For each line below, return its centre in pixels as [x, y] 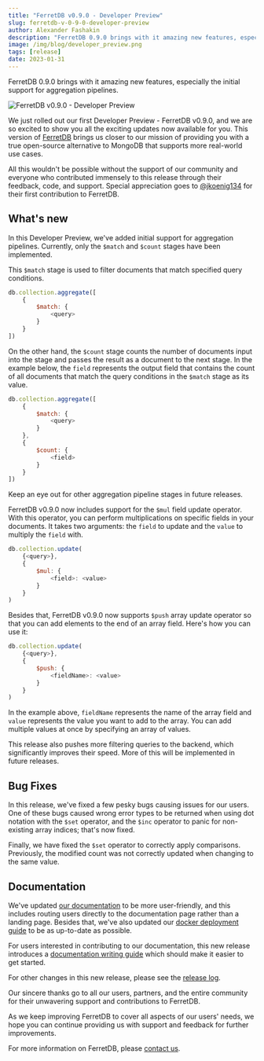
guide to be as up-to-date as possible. [70, 930]
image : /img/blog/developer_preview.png [75, 45]
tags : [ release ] [35, 52]
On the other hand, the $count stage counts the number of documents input [130, 351]
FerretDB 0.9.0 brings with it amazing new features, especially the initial [124, 81]
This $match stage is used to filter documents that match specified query [125, 270]
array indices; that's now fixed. [85, 830]
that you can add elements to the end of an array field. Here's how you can [130, 624]
